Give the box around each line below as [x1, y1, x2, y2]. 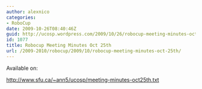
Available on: [6, 64, 38, 72]
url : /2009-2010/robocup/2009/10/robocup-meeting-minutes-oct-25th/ [6, 48, 182, 54]
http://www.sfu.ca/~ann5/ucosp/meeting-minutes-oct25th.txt [6, 76, 159, 83]
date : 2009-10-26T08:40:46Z [6, 25, 77, 32]
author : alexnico [6, 8, 50, 15]
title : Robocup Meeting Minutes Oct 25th [6, 43, 112, 49]
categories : [6, 14, 36, 20]
